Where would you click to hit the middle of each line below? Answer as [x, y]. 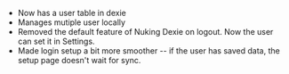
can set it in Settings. [56, 41]
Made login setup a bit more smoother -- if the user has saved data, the [149, 51]
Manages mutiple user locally [72, 22]
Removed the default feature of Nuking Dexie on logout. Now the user [145, 32]
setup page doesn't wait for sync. [79, 60]
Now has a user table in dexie [72, 13]
